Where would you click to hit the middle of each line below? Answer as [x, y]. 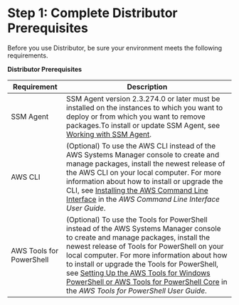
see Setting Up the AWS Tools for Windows [139, 273]
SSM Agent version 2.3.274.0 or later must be [143, 99]
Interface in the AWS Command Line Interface [143, 199]
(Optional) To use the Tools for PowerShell [137, 220]
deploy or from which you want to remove [136, 117]
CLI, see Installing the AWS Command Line [137, 190]
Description [147, 87]
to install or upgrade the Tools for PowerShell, [143, 264]
